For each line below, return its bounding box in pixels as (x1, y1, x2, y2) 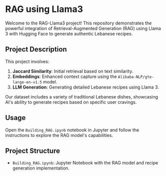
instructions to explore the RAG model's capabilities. (5, 132, 113, 138)
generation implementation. (12, 165, 70, 171)
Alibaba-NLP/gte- (117, 74, 154, 79)
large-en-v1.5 (12, 79, 42, 84)
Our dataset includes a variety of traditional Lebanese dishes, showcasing (5, 93, 158, 99)
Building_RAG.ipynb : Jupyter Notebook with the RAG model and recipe (12, 160, 158, 166)
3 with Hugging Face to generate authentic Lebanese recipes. (5, 30, 133, 36)
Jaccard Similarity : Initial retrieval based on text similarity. (12, 68, 133, 74)
